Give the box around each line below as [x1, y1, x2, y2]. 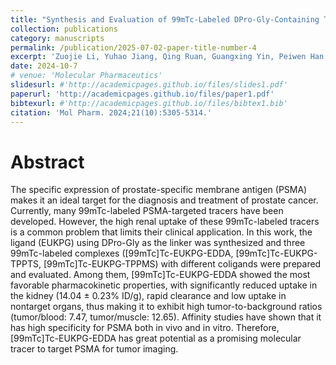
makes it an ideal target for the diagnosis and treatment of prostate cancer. [10, 194, 319, 206]
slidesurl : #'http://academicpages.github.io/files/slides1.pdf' [10, 80, 288, 90]
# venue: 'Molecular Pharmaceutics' [10, 71, 163, 81]
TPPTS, [10, 258, 42, 270]
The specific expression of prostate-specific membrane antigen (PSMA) [10, 184, 308, 196]
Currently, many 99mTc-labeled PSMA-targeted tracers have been [10, 205, 284, 217]
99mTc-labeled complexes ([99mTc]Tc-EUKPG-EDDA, [10, 247, 234, 260]
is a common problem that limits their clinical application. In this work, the [10, 226, 313, 238]
